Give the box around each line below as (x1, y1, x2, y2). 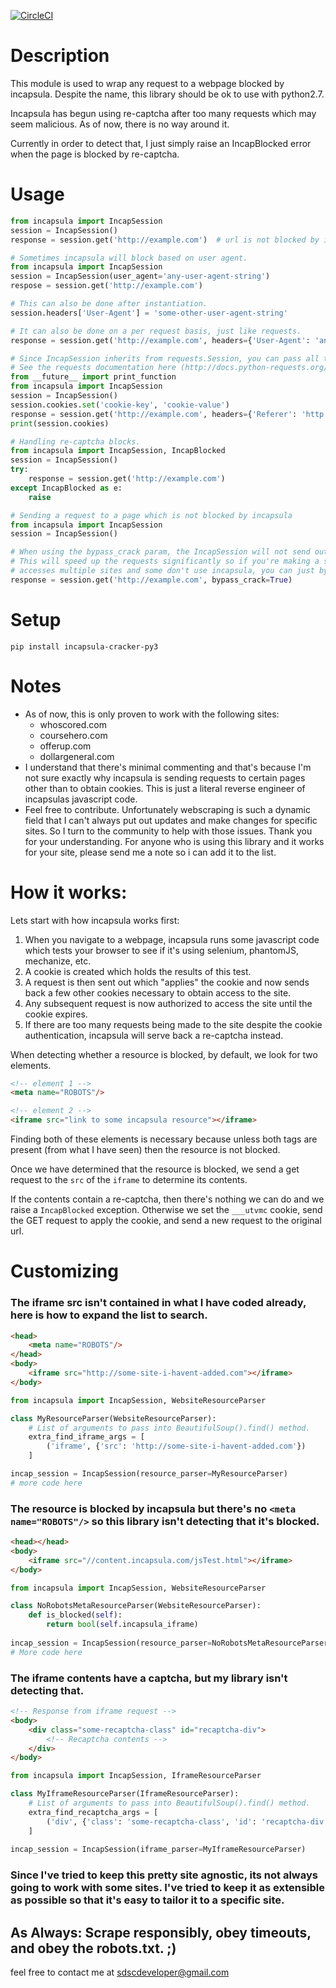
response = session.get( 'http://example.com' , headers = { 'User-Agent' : (10, 335, 311, 345)
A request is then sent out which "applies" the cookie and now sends (24, 976, 310, 988)
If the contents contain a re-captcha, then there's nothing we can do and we (10, 1193, 325, 1205)
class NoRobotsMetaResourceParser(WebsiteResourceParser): (10, 1601, 262, 1611)
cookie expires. (24, 1008, 88, 1020)
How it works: (10, 881, 128, 904)
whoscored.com (39, 718, 107, 730)
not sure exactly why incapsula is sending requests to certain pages (24, 771, 306, 784)
